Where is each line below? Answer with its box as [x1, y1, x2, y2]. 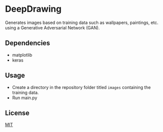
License [5, 109, 30, 117]
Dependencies [5, 39, 50, 47]
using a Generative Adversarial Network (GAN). [5, 24, 100, 30]
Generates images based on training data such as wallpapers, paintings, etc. [5, 20, 159, 25]
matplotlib [12, 52, 33, 58]
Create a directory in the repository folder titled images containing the [12, 84, 151, 90]
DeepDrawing [5, 3, 62, 15]
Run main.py [12, 94, 37, 101]
